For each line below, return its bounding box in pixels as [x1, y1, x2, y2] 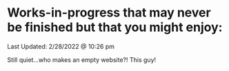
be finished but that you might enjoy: [7, 19, 223, 35]
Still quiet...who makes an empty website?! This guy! [7, 55, 157, 63]
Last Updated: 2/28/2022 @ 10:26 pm [7, 42, 115, 50]
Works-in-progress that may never [7, 5, 212, 21]
